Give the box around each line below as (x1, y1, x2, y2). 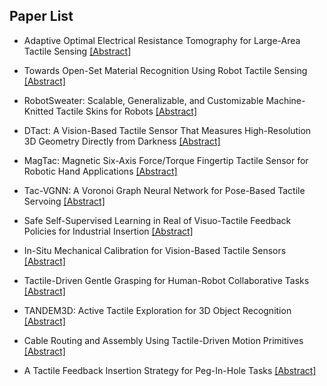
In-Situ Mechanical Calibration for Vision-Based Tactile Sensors (23, 244, 287, 256)
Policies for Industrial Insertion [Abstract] (23, 225, 194, 237)
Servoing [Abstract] (23, 195, 106, 207)
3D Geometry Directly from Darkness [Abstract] (23, 135, 221, 147)
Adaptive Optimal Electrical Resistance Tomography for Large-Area (23, 34, 301, 46)
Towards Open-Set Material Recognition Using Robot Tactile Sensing (23, 64, 308, 76)
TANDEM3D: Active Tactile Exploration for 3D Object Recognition (23, 304, 292, 316)
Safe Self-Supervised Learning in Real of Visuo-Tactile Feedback (23, 214, 292, 226)
